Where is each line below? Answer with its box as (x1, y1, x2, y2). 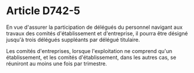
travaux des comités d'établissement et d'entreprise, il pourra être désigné (6, 29, 188, 36)
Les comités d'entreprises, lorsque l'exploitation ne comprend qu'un (6, 47, 173, 54)
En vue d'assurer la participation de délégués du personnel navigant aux (6, 24, 183, 31)
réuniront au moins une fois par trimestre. (6, 60, 108, 67)
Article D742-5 (6, 4, 81, 18)
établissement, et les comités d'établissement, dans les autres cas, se (6, 54, 176, 61)
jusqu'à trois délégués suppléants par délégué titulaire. (6, 36, 140, 43)
